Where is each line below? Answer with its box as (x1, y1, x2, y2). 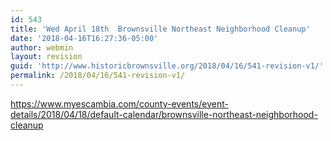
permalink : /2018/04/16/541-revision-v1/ (10, 71, 186, 81)
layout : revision (10, 52, 83, 62)
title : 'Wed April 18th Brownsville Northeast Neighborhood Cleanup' (10, 24, 311, 34)
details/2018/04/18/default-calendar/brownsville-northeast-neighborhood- (10, 108, 318, 120)
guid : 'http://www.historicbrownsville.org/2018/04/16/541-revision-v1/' (10, 61, 325, 71)
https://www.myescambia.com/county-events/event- (10, 97, 229, 110)
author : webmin (10, 42, 74, 53)
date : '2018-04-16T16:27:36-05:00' (10, 33, 159, 43)
